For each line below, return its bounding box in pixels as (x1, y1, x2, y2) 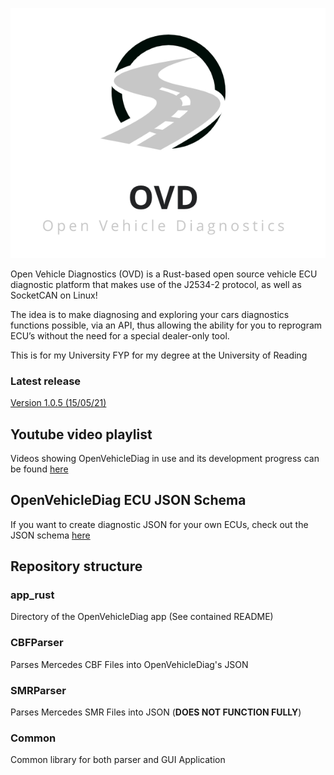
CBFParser (10, 636, 64, 650)
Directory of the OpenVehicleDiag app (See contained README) (10, 611, 274, 623)
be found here (10, 463, 69, 475)
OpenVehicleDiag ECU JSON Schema (10, 492, 247, 509)
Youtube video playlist (10, 426, 153, 443)
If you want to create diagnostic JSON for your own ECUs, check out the (10, 518, 309, 530)
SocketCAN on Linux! (10, 289, 98, 301)
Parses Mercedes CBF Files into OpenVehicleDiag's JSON (10, 658, 249, 670)
